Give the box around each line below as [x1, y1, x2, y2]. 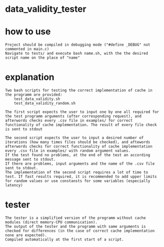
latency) [5, 183, 23, 188]
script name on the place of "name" [5, 55, 80, 60]
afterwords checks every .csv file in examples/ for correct [5, 118, 133, 123]
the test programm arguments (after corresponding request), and [5, 114, 141, 119]
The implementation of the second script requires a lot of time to [5, 170, 148, 175]
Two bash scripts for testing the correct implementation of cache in [5, 88, 153, 93]
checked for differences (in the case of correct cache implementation [5, 228, 155, 233]
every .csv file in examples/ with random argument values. [5, 148, 131, 153]
